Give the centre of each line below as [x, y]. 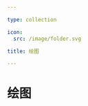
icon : [15, 32]
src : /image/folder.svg [47, 39]
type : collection [32, 19]
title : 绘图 [23, 51]
